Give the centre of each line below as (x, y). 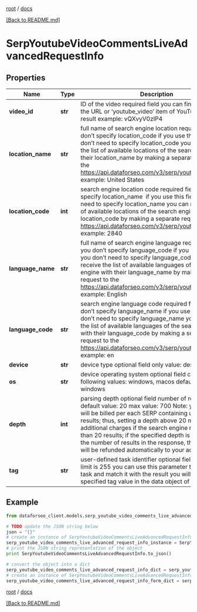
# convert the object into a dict (48, 564)
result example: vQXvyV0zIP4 (122, 119)
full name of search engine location (129, 128)
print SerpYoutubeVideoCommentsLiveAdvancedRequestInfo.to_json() (89, 554)
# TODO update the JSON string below (52, 526)
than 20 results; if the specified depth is (135, 435)
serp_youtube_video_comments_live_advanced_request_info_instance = (91, 543)
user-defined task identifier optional (130, 459)
